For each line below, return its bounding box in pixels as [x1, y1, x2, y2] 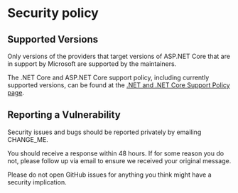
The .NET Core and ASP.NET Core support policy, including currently [7, 73, 210, 82]
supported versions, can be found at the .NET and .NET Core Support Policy [7, 81, 230, 89]
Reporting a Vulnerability [7, 109, 121, 121]
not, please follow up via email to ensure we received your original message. [7, 156, 232, 165]
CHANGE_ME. [7, 135, 48, 143]
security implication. [7, 177, 67, 186]
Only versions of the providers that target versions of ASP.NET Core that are [7, 52, 231, 60]
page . [7, 89, 25, 96]
